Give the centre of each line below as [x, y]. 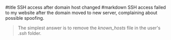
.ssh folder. [30, 33]
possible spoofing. [25, 18]
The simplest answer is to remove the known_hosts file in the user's [89, 28]
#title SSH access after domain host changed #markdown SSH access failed [86, 7]
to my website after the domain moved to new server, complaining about [81, 13]
